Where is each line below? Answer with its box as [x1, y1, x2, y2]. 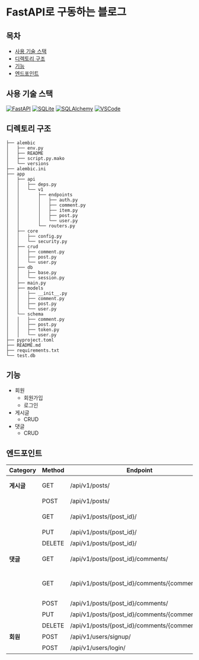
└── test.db [6, 352, 36, 359]
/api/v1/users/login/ [70, 644, 126, 652]
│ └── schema [6, 311, 44, 317]
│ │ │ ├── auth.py [6, 197, 78, 203]
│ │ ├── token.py [6, 327, 60, 333]
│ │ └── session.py [6, 275, 65, 280]
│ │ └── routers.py [6, 223, 76, 229]
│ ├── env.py [6, 145, 44, 151]
